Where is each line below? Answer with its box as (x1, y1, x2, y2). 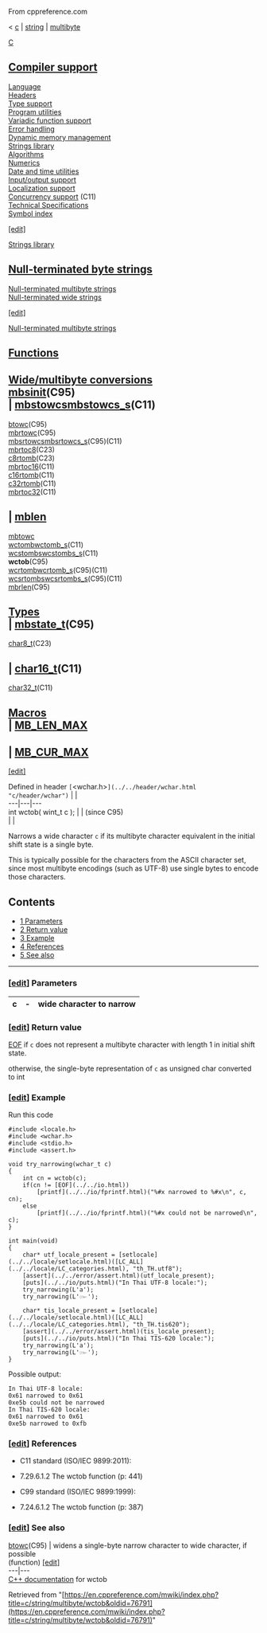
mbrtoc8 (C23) (8, 444, 56, 454)
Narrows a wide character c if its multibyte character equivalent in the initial (8, 832, 256, 841)
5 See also (19, 950, 55, 960)
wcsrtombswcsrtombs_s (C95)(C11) (8, 574, 123, 583)
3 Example (19, 934, 55, 943)
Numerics (8, 158, 41, 167)
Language (8, 81, 41, 91)
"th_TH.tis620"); (132, 1321, 191, 1329)
